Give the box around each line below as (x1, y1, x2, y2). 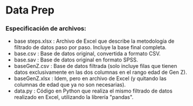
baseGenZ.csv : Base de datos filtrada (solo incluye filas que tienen (13, 63, 177, 70)
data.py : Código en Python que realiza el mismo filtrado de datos (13, 87, 172, 94)
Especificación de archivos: (5, 25, 86, 33)
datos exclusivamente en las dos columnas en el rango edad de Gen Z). (13, 69, 187, 76)
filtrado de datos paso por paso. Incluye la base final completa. (13, 44, 167, 51)
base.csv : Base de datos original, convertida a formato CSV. (13, 50, 161, 57)
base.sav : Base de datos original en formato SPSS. (13, 56, 138, 63)
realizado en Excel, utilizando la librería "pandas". (13, 94, 134, 101)
